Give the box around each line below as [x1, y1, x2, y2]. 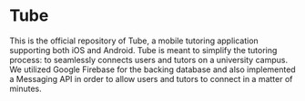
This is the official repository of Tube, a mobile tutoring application [9, 35, 259, 46]
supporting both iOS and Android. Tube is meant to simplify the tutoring [9, 44, 278, 55]
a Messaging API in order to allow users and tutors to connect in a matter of [9, 73, 293, 84]
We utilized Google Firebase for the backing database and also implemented [9, 64, 296, 75]
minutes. [9, 83, 43, 94]
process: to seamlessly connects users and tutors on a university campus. [9, 54, 289, 65]
